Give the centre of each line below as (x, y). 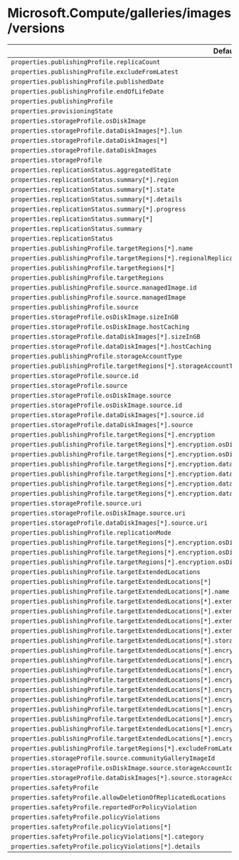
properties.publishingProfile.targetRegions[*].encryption (113, 434)
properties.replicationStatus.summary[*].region (95, 179)
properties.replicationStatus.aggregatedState (91, 170)
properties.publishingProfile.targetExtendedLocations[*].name (120, 591)
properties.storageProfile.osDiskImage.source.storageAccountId (122, 768)
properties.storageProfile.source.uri (76, 503)
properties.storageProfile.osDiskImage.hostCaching (100, 327)
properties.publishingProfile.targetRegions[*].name (102, 248)
